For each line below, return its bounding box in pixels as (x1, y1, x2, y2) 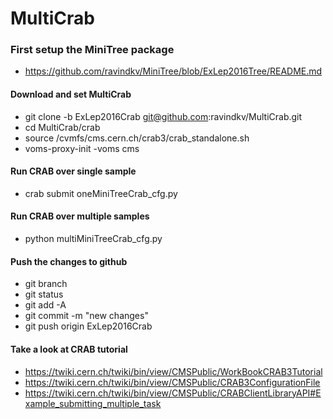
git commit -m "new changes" (24, 310, 149, 322)
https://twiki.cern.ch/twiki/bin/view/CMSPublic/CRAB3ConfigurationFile (24, 376, 321, 388)
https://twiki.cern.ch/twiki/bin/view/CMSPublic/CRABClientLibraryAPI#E (24, 387, 322, 399)
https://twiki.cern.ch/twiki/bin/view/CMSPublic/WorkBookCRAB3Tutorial (24, 365, 323, 377)
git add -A (24, 299, 67, 311)
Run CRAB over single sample (10, 165, 137, 177)
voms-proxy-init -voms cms (24, 142, 140, 154)
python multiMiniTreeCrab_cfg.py (24, 233, 163, 245)
